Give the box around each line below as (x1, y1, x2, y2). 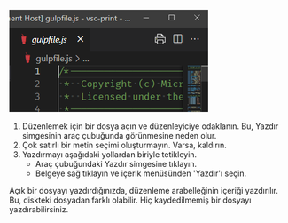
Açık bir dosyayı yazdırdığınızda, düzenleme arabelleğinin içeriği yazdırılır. (9, 186, 279, 195)
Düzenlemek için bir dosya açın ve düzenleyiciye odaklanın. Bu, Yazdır (21, 121, 279, 131)
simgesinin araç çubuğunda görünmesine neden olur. (21, 131, 217, 140)
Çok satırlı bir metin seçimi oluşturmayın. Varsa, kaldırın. (21, 139, 228, 150)
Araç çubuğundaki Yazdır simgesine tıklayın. (35, 159, 198, 169)
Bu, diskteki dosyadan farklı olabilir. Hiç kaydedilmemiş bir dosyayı (9, 195, 252, 205)
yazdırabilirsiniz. (9, 204, 69, 214)
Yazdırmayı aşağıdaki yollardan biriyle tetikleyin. (21, 149, 198, 160)
